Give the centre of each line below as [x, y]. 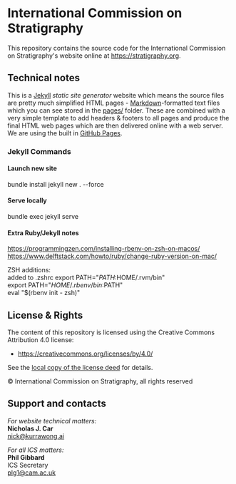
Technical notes [44, 78]
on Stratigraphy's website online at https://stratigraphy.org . [94, 56]
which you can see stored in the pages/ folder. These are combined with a [117, 110]
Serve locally [27, 200]
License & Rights [45, 315]
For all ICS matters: [36, 450]
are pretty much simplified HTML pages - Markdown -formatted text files [114, 103]
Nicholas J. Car [30, 428]
